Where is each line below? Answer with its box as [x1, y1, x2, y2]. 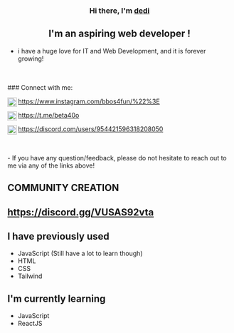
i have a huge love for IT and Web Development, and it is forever [17, 46, 206, 55]
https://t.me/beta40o [18, 111, 80, 119]
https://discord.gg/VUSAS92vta [7, 206, 154, 218]
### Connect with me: [7, 83, 73, 91]
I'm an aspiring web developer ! [48, 28, 191, 40]
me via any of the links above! [7, 161, 95, 170]
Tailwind [17, 272, 43, 280]
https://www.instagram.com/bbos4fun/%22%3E [18, 97, 160, 106]
